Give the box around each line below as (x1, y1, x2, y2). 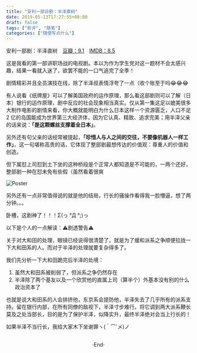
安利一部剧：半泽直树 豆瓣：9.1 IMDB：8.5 (6, 47, 116, 55)
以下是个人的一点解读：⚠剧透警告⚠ (6, 224, 94, 232)
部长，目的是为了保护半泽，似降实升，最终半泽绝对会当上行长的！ (31, 311, 191, 318)
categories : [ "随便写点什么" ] (6, 30, 74, 36)
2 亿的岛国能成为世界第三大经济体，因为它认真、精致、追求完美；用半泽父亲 (6, 114, 191, 121)
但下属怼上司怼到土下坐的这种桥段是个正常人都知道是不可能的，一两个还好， (6, 161, 191, 168)
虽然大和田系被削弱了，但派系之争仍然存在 (14, 269, 118, 276)
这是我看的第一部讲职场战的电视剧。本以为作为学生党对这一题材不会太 (6, 60, 176, 67)
